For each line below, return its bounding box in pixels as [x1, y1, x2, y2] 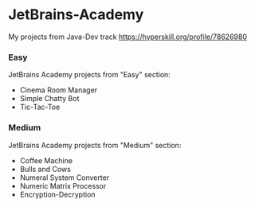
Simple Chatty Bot [19, 94, 80, 103]
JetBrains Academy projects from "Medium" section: [8, 140, 182, 150]
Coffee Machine [19, 155, 73, 165]
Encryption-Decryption [19, 189, 96, 199]
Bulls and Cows [19, 164, 72, 174]
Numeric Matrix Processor [19, 181, 107, 190]
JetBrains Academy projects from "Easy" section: [8, 70, 171, 80]
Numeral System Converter [19, 173, 110, 182]
